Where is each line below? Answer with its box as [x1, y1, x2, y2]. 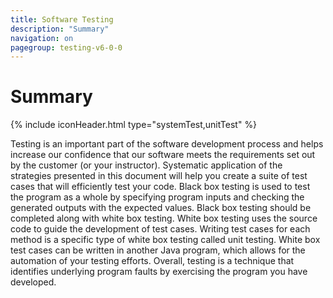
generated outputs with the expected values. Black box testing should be [10, 202, 312, 214]
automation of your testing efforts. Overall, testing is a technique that [10, 255, 295, 267]
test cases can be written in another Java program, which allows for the [10, 244, 306, 256]
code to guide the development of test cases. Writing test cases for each [10, 223, 311, 235]
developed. [10, 276, 57, 288]
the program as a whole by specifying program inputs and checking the [10, 191, 305, 203]
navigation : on [10, 33, 74, 43]
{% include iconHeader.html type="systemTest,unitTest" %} [10, 119, 258, 131]
